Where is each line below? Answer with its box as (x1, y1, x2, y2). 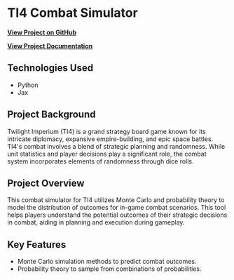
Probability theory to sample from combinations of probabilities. (17, 265, 202, 273)
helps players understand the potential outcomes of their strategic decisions (7, 211, 228, 219)
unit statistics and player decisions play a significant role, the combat (7, 149, 207, 158)
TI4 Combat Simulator (7, 5, 138, 21)
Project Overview (7, 177, 85, 189)
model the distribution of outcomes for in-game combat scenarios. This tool (7, 204, 226, 212)
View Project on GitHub (7, 28, 77, 36)
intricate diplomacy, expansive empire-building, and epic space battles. (7, 135, 214, 143)
